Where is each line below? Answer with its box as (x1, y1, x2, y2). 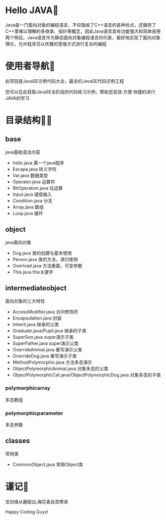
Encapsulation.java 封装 (12, 315, 62, 321)
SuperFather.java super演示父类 (12, 340, 79, 346)
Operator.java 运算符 (12, 179, 55, 185)
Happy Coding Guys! (5, 508, 49, 514)
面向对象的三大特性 (5, 298, 45, 304)
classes (5, 437, 30, 445)
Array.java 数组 (12, 204, 44, 210)
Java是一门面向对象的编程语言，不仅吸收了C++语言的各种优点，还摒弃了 (5, 22, 157, 28)
